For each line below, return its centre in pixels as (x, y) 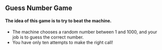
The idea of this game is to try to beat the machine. (59, 21)
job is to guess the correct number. (48, 37)
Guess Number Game (39, 8)
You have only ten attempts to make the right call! (63, 42)
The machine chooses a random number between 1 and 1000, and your (84, 32)
